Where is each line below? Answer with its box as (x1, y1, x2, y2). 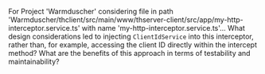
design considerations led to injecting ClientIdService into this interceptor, (8, 31, 255, 41)
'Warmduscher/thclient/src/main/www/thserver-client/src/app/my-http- (8, 15, 244, 24)
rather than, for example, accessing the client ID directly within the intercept (8, 40, 257, 50)
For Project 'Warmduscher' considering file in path (8, 7, 173, 16)
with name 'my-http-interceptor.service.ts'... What (81, 24, 245, 32)
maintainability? (8, 57, 60, 66)
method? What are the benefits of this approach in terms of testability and (8, 49, 251, 57)
